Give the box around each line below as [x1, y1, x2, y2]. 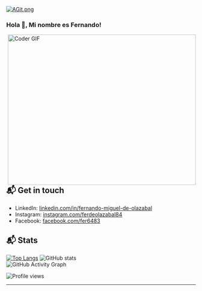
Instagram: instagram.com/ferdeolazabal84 [14, 210, 123, 218]
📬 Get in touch [6, 185, 64, 195]
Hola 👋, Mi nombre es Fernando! [6, 20, 102, 29]
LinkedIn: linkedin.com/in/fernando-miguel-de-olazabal [14, 204, 152, 212]
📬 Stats [6, 235, 38, 246]
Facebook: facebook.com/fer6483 [14, 217, 100, 224]
